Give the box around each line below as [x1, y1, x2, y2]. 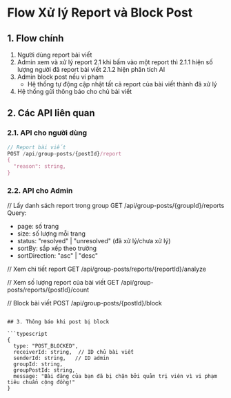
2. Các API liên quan [7, 107, 95, 119]
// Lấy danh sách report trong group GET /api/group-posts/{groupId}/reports [7, 202, 225, 210]
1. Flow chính [7, 32, 64, 44]
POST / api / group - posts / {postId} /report [7, 150, 122, 157]
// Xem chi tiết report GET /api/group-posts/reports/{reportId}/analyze [7, 265, 207, 274]
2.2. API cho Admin [7, 185, 73, 195]
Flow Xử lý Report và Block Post [7, 5, 193, 21]
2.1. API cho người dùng [7, 128, 88, 138]
